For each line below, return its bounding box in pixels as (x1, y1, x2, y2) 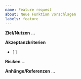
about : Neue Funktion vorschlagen (5, 12, 77, 17)
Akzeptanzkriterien (5, 39, 46, 45)
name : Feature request (5, 7, 52, 12)
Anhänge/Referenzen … (5, 68, 55, 74)
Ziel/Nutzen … (5, 30, 36, 36)
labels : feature (5, 16, 39, 21)
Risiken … (5, 59, 26, 65)
